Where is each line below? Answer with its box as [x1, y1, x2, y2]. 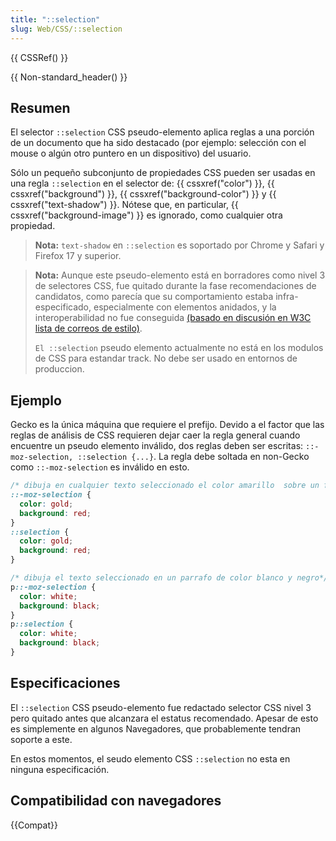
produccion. [34, 363, 85, 375]
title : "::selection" [10, 14, 101, 25]
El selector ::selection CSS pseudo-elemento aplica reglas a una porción [10, 126, 315, 138]
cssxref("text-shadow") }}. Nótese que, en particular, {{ [10, 199, 239, 211]
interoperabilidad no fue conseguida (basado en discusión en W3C [34, 312, 312, 324]
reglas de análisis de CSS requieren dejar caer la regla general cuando [10, 429, 301, 441]
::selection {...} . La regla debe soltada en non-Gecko [77, 451, 310, 463]
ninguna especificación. [10, 763, 110, 775]
